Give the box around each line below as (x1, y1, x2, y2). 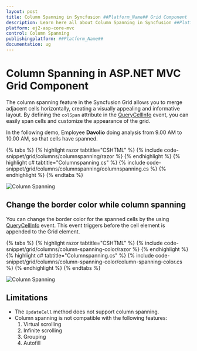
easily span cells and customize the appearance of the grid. (6, 117, 151, 124)
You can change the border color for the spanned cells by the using (6, 215, 169, 222)
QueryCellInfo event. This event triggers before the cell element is (6, 222, 165, 229)
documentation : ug (6, 42, 51, 48)
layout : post (6, 8, 38, 15)
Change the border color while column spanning (6, 200, 186, 210)
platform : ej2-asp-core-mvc (6, 25, 75, 31)
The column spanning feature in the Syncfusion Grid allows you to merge (6, 98, 183, 106)
